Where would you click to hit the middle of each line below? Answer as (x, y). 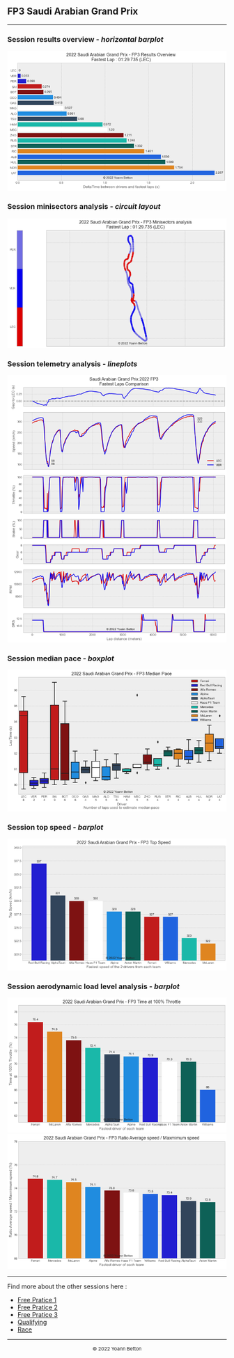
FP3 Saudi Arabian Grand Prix (73, 11)
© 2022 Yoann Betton (117, 1349)
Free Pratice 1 (37, 1300)
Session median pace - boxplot (61, 658)
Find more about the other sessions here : (67, 1286)
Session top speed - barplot (55, 827)
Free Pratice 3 (37, 1315)
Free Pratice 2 (37, 1307)
